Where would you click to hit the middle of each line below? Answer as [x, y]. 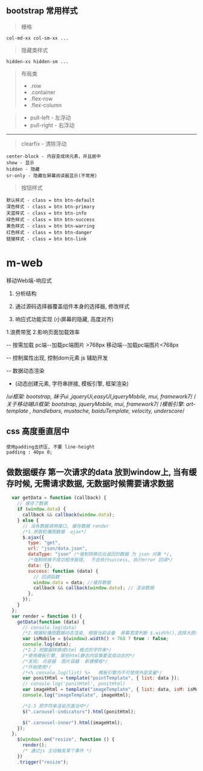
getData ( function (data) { [51, 622]
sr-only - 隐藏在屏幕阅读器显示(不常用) [52, 175]
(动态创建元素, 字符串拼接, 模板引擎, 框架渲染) [72, 383]
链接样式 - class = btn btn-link [47, 239]
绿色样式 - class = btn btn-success [50, 219]
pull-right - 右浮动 [52, 125]
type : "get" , [44, 543]
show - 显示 [20, 162]
